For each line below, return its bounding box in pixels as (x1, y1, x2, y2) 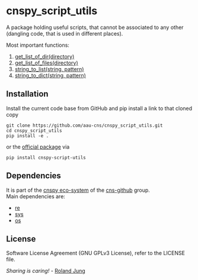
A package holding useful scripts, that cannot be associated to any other (6, 24, 184, 31)
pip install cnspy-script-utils (6, 155, 86, 160)
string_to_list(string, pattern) (14, 65, 84, 72)
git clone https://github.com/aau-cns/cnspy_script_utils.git (6, 123, 163, 128)
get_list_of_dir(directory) (14, 53, 75, 60)
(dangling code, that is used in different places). (6, 30, 123, 37)
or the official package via (6, 143, 70, 150)
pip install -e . (6, 133, 49, 139)
